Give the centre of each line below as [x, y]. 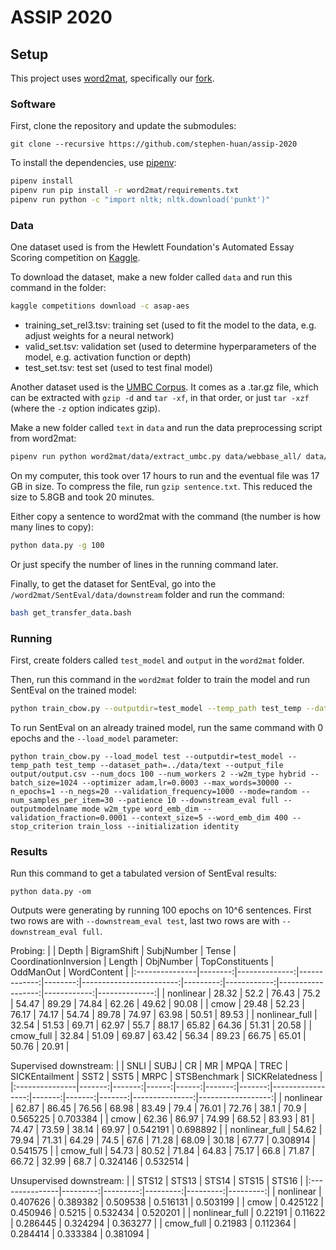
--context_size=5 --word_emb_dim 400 [209, 817]
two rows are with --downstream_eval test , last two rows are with [145, 921]
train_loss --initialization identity [158, 826]
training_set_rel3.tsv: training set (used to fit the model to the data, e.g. [170, 325]
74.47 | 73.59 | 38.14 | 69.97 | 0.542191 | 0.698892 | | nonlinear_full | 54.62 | [166, 1130]
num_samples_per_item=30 [62, 800]
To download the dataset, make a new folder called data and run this [151, 277]
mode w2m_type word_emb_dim [140, 809]
